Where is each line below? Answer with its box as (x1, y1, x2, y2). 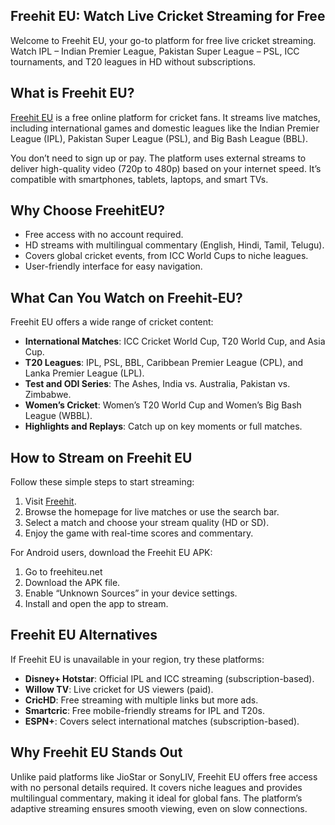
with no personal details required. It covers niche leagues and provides (10, 781, 303, 793)
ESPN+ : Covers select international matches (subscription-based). (24, 715, 300, 727)
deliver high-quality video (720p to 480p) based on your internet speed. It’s (10, 162, 322, 174)
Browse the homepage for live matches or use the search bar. (24, 506, 280, 518)
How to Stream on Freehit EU (10, 449, 193, 466)
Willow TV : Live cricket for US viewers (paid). (24, 683, 214, 695)
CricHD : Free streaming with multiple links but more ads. (24, 694, 259, 706)
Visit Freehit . (24, 495, 77, 508)
